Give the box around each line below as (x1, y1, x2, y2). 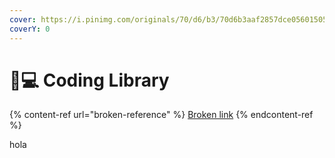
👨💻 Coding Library (9, 69, 170, 91)
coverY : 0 (9, 24, 51, 34)
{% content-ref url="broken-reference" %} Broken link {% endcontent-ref (9, 109, 314, 121)
